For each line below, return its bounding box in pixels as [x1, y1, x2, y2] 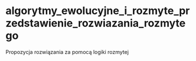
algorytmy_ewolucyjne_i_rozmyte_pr [5, 4, 190, 18]
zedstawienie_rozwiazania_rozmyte [5, 16, 186, 30]
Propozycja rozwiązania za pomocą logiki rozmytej [5, 48, 129, 55]
